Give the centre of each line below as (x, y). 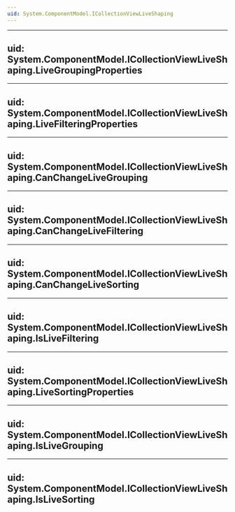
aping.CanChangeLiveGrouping (78, 178)
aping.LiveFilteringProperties (73, 124)
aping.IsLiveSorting (51, 499)
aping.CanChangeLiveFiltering (75, 231)
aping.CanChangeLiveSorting (73, 285)
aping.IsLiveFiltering (53, 338)
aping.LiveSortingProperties (71, 392)
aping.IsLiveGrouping (55, 445)
